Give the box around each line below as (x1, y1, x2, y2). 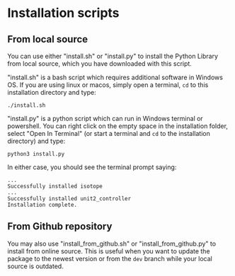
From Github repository (7, 221, 113, 233)
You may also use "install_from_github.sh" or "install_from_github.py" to (7, 239, 217, 248)
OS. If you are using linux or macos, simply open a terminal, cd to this (7, 81, 209, 89)
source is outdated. (7, 262, 64, 270)
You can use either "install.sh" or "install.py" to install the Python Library (7, 52, 218, 60)
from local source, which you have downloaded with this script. (7, 59, 193, 68)
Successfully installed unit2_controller (7, 195, 132, 202)
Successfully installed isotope (7, 183, 103, 190)
